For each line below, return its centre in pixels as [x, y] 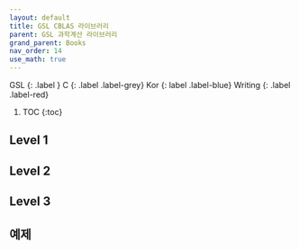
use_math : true [38, 59]
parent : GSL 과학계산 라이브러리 [63, 34]
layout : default [40, 18]
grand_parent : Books [48, 43]
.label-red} [29, 94]
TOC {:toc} [42, 112]
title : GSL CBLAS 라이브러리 [59, 26]
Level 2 [30, 170]
